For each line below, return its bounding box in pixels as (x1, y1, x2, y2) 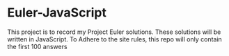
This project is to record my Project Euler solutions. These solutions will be (7, 28, 221, 36)
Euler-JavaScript (7, 5, 106, 21)
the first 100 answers (7, 42, 68, 50)
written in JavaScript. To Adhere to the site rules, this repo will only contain (7, 35, 223, 43)
